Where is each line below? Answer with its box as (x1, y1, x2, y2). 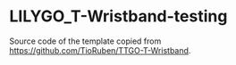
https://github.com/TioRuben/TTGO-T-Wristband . (9, 45, 191, 55)
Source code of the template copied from (9, 36, 162, 46)
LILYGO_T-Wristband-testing (9, 6, 228, 27)
